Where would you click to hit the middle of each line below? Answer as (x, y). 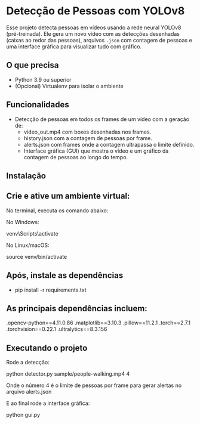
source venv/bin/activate (37, 256)
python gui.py (23, 415)
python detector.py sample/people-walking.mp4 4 (68, 374)
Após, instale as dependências (65, 276)
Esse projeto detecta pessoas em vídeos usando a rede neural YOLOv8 (94, 27)
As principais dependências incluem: (77, 308)
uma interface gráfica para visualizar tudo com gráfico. (74, 47)
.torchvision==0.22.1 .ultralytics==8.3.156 (57, 329)
